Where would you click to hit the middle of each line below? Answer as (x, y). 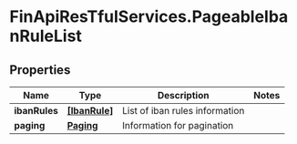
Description (183, 95)
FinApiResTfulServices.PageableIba (149, 17)
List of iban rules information (183, 111)
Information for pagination (178, 125)
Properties (40, 70)
